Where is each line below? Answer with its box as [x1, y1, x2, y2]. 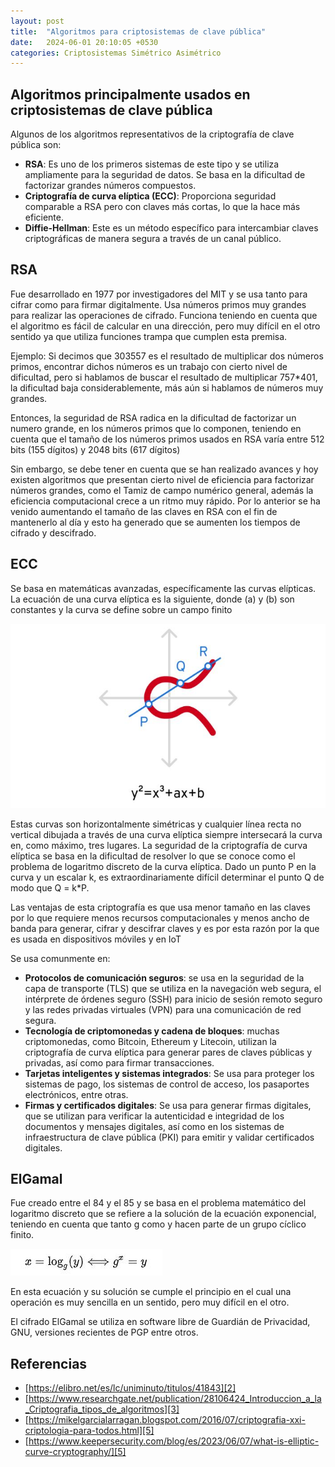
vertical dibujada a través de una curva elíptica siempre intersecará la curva [10, 828, 323, 840]
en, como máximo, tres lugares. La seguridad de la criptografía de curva [10, 839, 308, 851]
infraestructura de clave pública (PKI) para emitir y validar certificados [24, 1131, 315, 1143]
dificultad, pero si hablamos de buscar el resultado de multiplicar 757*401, [10, 371, 318, 383]
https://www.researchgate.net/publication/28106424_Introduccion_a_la [28, 1393, 322, 1405]
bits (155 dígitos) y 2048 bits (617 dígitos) [10, 443, 181, 455]
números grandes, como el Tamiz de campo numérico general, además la [10, 484, 314, 496]
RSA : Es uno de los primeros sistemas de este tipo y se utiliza [24, 158, 280, 170]
